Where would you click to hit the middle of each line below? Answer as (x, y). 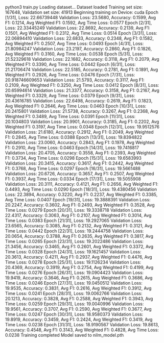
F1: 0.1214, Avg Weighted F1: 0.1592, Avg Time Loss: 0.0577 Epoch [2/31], (79, 23)
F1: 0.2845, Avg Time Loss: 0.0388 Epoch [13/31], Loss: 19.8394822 (74, 137)
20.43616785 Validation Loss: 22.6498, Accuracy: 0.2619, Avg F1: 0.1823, (79, 101)
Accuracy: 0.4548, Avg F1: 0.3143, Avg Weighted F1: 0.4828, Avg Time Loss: (82, 330)
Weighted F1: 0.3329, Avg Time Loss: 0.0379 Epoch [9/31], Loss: (70, 96)
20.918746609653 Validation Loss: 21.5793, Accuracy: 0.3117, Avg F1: (75, 80)
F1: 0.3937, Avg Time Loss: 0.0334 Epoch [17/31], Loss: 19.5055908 (73, 179)
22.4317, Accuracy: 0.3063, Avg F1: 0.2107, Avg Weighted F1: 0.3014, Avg (78, 215)
